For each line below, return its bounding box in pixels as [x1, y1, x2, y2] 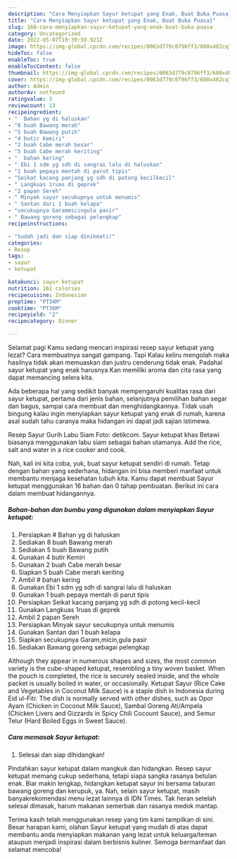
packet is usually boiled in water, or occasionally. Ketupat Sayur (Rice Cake [8, 678, 226, 688]
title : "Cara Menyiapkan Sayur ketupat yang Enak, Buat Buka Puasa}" [8, 17, 217, 24]
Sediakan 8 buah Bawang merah [18, 537, 113, 547]
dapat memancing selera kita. [8, 373, 94, 382]
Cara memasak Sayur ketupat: [8, 733, 101, 741]
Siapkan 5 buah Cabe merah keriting [18, 568, 124, 576]
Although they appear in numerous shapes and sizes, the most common [8, 657, 217, 665]
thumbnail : [8, 69, 40, 76]
